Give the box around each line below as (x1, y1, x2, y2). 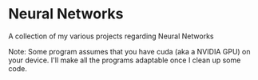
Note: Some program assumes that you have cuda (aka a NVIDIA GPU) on (8, 46, 251, 56)
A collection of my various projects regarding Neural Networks (8, 31, 214, 41)
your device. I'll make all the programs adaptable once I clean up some (8, 55, 241, 65)
